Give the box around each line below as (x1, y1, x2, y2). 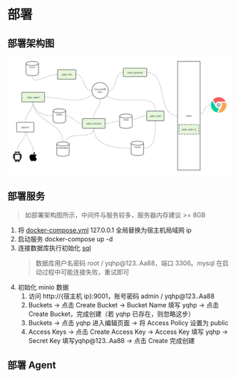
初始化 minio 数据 (17, 282, 69, 291)
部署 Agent (7, 359, 56, 372)
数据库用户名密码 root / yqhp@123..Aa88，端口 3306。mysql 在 (35, 258, 223, 267)
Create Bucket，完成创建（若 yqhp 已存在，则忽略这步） (28, 310, 195, 318)
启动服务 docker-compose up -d (17, 235, 113, 243)
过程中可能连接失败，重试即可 (41, 267, 130, 276)
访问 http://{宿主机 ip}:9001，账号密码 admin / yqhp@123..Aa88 (28, 292, 215, 300)
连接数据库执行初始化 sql (17, 243, 91, 252)
